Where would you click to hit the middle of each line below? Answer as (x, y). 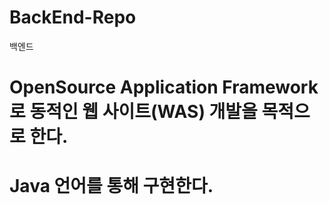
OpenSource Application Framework (164, 87)
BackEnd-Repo (73, 17)
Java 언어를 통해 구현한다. (111, 186)
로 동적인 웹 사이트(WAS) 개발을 (133, 112)
